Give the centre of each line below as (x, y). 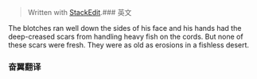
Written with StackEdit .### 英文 (80, 12)
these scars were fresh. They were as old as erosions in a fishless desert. (128, 45)
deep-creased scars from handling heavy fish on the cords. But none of (126, 36)
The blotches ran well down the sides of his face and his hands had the (125, 28)
